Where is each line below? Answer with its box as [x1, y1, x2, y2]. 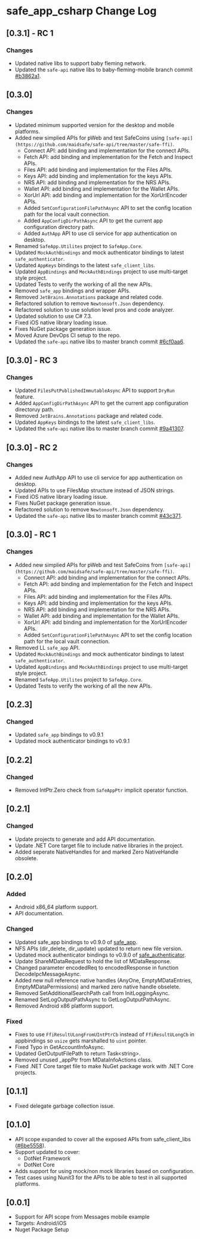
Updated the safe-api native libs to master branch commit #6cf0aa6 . [14, 337, 185, 345]
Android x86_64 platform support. [14, 903, 99, 911]
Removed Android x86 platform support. [14, 1002, 115, 1009]
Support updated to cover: [14, 1148, 80, 1155]
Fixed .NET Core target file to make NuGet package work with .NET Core [14, 1062, 194, 1069]
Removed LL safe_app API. [14, 644, 80, 651]
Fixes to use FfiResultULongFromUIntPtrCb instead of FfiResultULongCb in [14, 1030, 195, 1038]
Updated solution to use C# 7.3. [14, 312, 93, 319]
